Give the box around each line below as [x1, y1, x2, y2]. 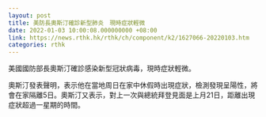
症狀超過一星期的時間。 [8, 100, 85, 110]
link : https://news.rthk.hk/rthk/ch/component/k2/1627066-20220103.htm [8, 33, 249, 42]
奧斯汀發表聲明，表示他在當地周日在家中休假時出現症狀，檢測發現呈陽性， [8, 81, 251, 90]
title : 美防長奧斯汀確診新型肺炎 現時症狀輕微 [8, 19, 146, 27]
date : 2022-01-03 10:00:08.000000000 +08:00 [8, 26, 158, 34]
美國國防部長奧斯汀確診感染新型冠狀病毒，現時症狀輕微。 [8, 64, 196, 74]
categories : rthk [8, 41, 66, 49]
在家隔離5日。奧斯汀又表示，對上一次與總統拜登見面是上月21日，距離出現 [14, 90, 256, 100]
